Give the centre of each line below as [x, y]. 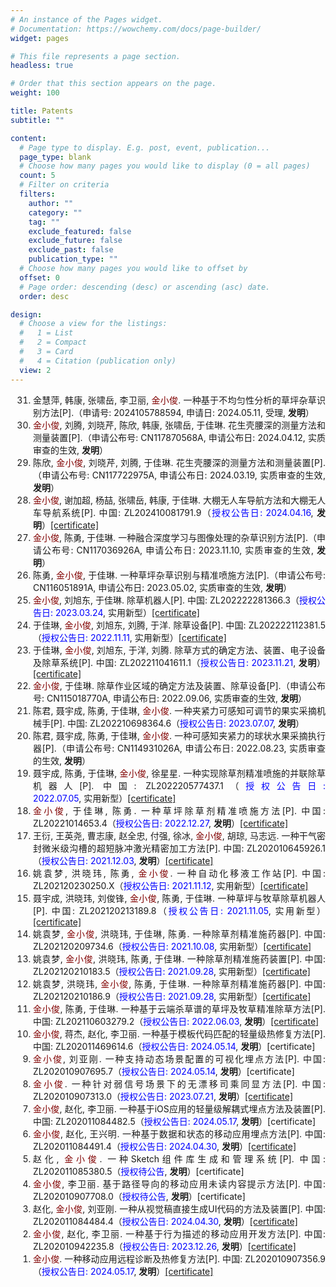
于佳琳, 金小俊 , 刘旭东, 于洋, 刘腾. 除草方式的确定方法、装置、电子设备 [179, 650]
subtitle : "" [37, 120]
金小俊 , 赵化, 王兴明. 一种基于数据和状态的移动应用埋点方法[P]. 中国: [179, 1133]
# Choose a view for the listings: [93, 324]
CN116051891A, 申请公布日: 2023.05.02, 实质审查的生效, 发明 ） [162, 587]
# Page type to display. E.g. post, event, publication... [145, 147]
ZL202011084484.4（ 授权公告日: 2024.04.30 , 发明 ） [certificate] [165, 1221]
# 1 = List [46, 333]
